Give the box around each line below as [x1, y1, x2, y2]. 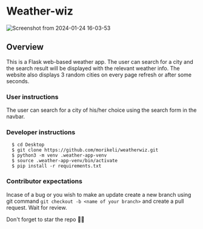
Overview [6, 42, 44, 52]
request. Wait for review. [6, 203, 67, 211]
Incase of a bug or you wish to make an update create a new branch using [6, 191, 191, 198]
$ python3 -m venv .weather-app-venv [12, 152, 107, 159]
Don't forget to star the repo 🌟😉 [6, 216, 85, 223]
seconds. [6, 77, 30, 84]
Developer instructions [6, 128, 76, 136]
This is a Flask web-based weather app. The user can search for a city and [6, 58, 194, 65]
